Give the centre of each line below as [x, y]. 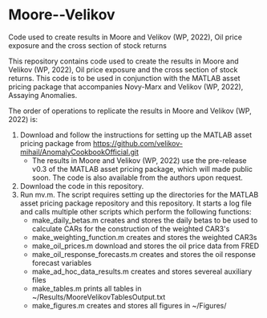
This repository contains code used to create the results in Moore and [123, 61]
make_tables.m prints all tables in [87, 288]
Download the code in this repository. [82, 185]
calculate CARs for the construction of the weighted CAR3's [131, 228]
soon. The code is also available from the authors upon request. [137, 177]
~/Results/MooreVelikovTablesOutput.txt [99, 297]
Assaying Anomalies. [43, 95]
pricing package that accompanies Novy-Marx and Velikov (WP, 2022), [126, 87]
